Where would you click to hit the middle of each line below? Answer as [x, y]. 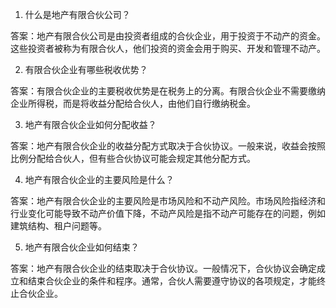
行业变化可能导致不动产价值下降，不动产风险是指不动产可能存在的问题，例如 [168, 213]
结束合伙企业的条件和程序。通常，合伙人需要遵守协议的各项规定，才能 [172, 281]
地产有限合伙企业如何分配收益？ [90, 124]
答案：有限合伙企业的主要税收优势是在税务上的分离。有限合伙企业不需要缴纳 [168, 91]
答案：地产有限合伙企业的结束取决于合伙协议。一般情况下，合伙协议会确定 [163, 268]
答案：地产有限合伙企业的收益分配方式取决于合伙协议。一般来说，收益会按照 [168, 146]
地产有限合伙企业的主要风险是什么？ [99, 179]
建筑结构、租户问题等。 [58, 226]
